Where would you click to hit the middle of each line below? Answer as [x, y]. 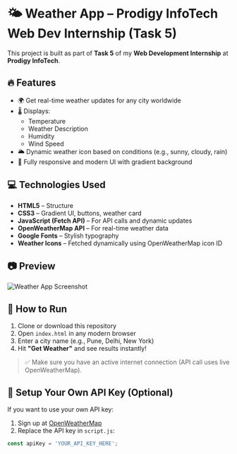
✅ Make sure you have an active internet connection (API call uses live [127, 362]
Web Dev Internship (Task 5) [92, 34]
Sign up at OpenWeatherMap [60, 423]
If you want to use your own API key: [61, 409]
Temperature [47, 121]
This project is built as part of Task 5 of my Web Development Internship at [118, 53]
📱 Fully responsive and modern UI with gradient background [105, 162]
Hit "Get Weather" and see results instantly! [82, 349]
